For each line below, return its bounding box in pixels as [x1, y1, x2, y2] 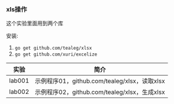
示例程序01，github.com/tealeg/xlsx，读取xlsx [34, 77, 165, 85]
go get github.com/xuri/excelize [14, 51, 98, 57]
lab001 [9, 77, 30, 85]
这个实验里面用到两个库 [6, 19, 63, 27]
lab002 [9, 87, 30, 96]
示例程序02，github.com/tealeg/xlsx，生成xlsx [34, 88, 165, 96]
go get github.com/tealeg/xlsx [14, 45, 92, 51]
